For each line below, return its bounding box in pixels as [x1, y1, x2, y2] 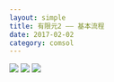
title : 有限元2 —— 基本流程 [9, 22, 105, 31]
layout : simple [9, 13, 66, 23]
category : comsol [9, 38, 75, 48]
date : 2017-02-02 [9, 30, 75, 39]
